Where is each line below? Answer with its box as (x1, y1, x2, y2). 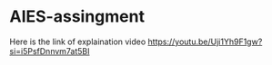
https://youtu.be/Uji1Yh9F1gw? (147, 36, 263, 47)
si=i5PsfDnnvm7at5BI (9, 45, 90, 56)
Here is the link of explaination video (9, 36, 146, 47)
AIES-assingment (9, 6, 146, 27)
